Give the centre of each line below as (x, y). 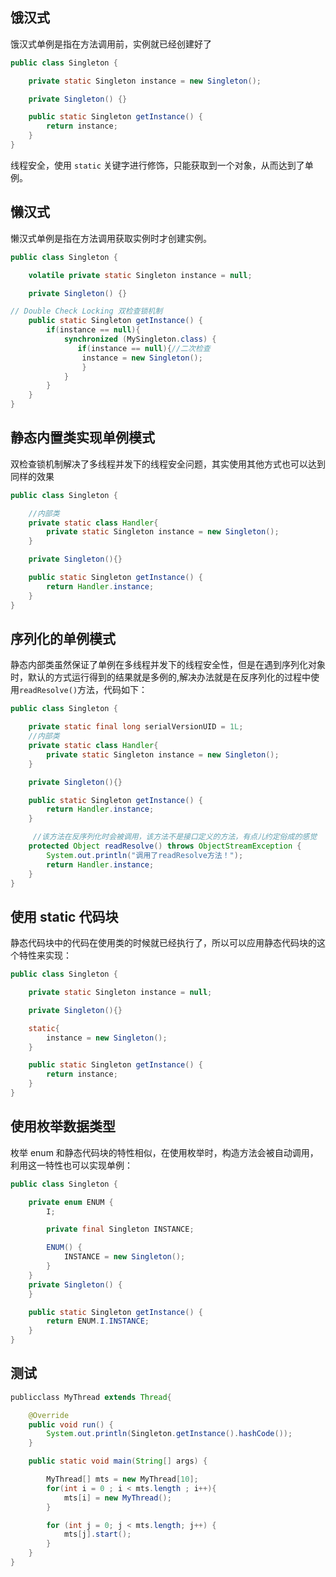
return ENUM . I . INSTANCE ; (98, 1321)
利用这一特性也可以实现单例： (71, 1165)
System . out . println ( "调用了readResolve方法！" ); (145, 855)
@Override (49, 1415)
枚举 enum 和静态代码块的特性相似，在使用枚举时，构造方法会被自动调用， (164, 1152)
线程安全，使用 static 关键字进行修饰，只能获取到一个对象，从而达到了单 (162, 165)
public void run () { (71, 1424)
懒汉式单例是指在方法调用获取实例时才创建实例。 (111, 238)
